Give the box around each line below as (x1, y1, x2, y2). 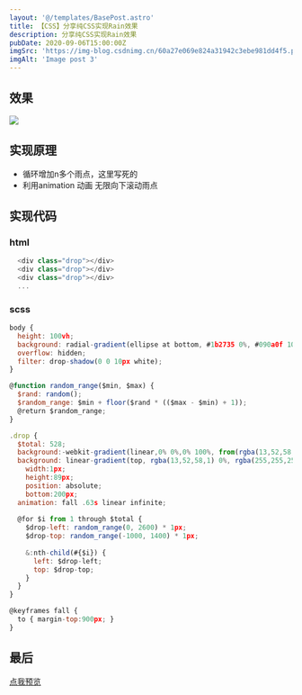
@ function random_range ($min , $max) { (9, 382, 155, 391)
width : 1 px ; (25, 465, 67, 474)
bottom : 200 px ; (25, 490, 78, 499)
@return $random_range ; (17, 406, 106, 415)
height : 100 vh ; (17, 331, 75, 340)
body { (9, 323, 34, 333)
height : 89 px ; (25, 474, 75, 483)
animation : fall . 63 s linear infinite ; (17, 498, 167, 507)
